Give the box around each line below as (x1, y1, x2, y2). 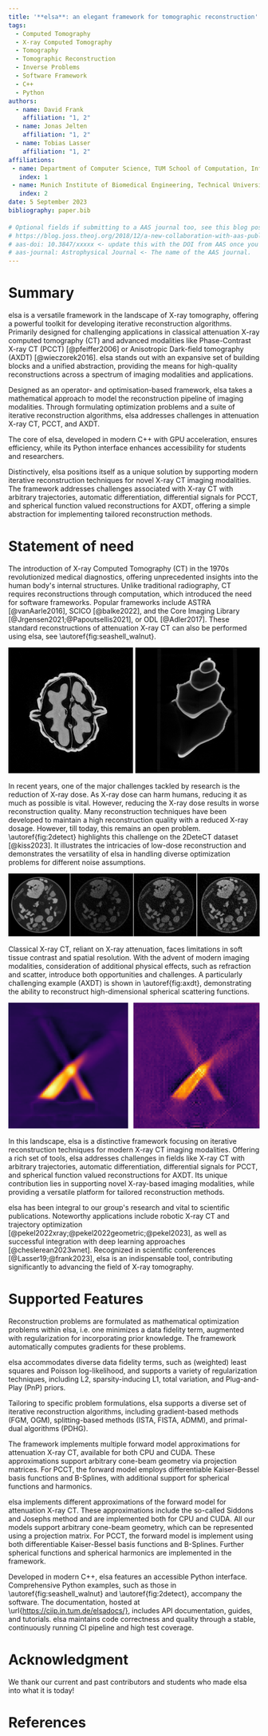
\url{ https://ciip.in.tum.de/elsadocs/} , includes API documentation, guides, (8, 1605, 253, 1615)
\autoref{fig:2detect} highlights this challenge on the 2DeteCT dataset (8, 832, 238, 841)
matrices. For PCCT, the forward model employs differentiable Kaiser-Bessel (8, 1465, 259, 1474)
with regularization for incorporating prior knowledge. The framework (8, 1333, 237, 1343)
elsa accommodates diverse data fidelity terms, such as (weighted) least (8, 1357, 247, 1366)
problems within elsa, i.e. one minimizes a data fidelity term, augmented (8, 1325, 245, 1335)
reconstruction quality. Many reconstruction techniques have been (8, 807, 227, 816)
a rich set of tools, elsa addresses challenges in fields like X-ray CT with (8, 1153, 246, 1163)
